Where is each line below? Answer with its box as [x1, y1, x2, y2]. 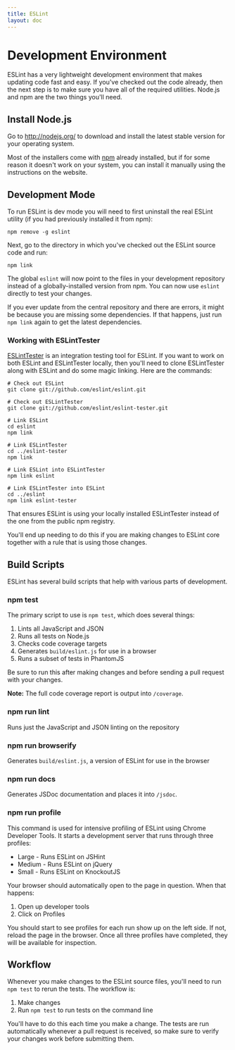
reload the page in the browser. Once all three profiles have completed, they [7, 931, 228, 939]
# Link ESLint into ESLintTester [7, 467, 106, 474]
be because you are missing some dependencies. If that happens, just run [7, 311, 222, 319]
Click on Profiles [17, 910, 65, 918]
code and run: [7, 248, 48, 257]
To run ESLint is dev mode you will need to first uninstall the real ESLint [7, 207, 213, 216]
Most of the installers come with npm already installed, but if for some [7, 153, 210, 162]
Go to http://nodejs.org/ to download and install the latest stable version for [7, 132, 225, 141]
